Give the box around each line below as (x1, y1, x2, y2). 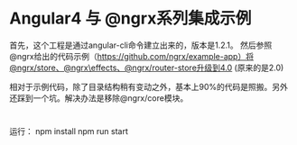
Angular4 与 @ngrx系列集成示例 (9, 8, 252, 29)
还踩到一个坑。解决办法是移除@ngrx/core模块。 (9, 92, 189, 104)
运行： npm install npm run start (9, 126, 129, 137)
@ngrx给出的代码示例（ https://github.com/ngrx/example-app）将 (9, 50, 255, 61)
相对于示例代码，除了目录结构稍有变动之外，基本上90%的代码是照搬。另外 (9, 81, 289, 92)
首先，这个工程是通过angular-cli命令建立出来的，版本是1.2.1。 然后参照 (9, 40, 273, 50)
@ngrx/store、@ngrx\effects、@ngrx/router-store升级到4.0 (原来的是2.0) (9, 62, 284, 73)
